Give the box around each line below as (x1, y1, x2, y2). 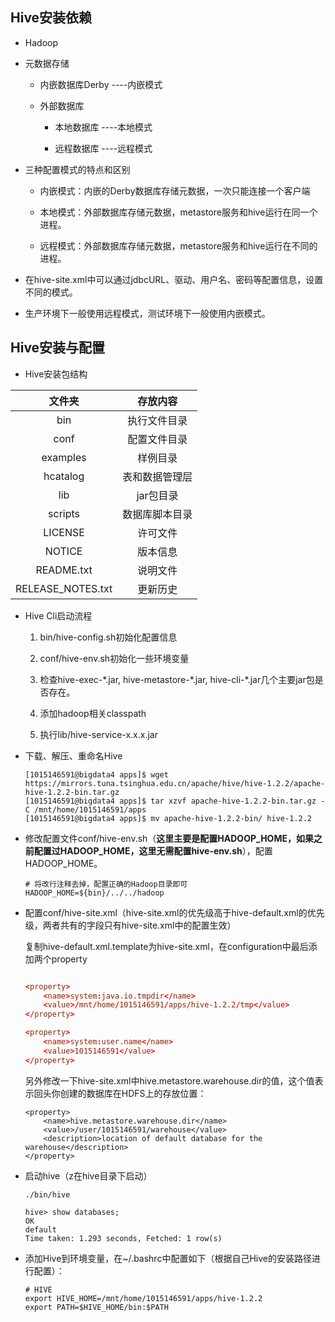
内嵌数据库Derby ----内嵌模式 (39, 78, 163, 90)
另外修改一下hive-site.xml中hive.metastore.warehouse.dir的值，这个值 (24, 1074, 315, 1087)
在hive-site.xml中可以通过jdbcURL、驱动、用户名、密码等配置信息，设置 (24, 273, 324, 285)
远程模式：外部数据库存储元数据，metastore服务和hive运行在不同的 (39, 239, 318, 252)
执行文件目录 (127, 413, 188, 427)
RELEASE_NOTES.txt (15, 581, 113, 595)
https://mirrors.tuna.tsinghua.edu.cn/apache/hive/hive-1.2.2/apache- (24, 778, 326, 788)
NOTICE (44, 544, 83, 558)
